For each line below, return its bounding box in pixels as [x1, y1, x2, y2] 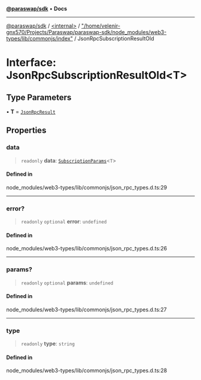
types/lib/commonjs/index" [6, 35, 73, 42]
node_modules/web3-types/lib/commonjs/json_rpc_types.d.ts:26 [6, 245, 167, 252]
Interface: [6, 56, 57, 69]
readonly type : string [20, 340, 75, 347]
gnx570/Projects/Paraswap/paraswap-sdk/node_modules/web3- [6, 29, 167, 35]
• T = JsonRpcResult [6, 108, 56, 115]
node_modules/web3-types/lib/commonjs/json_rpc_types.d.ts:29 [6, 183, 167, 191]
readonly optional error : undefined [20, 218, 107, 225]
